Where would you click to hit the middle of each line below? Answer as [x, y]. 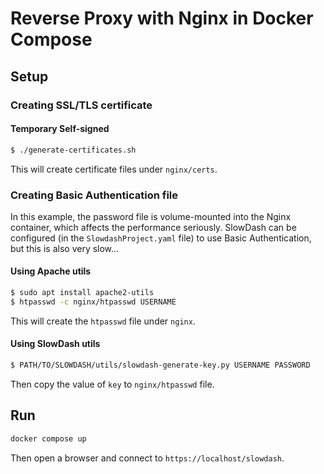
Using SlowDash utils [55, 344]
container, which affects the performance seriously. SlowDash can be [153, 227]
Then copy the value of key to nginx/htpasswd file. [112, 384]
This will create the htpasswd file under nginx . [103, 321]
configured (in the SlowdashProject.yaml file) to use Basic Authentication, [161, 238]
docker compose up [48, 438]
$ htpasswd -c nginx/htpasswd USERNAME [93, 302]
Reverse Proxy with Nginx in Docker [162, 18]
